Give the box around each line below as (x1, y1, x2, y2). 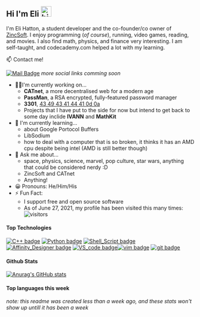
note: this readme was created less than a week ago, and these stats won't (6, 298, 192, 305)
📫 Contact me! (6, 56, 44, 63)
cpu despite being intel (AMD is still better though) (23, 144, 148, 152)
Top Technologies (6, 224, 52, 232)
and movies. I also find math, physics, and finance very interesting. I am (6, 37, 183, 45)
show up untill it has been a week (6, 304, 88, 311)
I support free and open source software (23, 198, 124, 205)
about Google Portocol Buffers (23, 125, 99, 133)
